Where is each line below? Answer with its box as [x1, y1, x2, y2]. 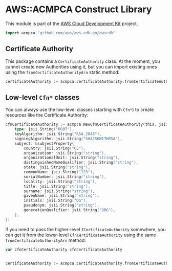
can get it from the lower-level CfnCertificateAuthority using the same [5, 232, 156, 238]
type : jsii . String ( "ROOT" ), [14, 127, 74, 132]
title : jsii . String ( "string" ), [24, 184, 91, 189]
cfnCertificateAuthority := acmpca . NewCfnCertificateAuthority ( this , [5, 122, 157, 127]
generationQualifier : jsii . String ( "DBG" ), [24, 208, 116, 213]
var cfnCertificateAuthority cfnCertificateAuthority [5, 247, 123, 252]
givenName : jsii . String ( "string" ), [24, 193, 100, 198]
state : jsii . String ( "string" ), [24, 165, 91, 170]
